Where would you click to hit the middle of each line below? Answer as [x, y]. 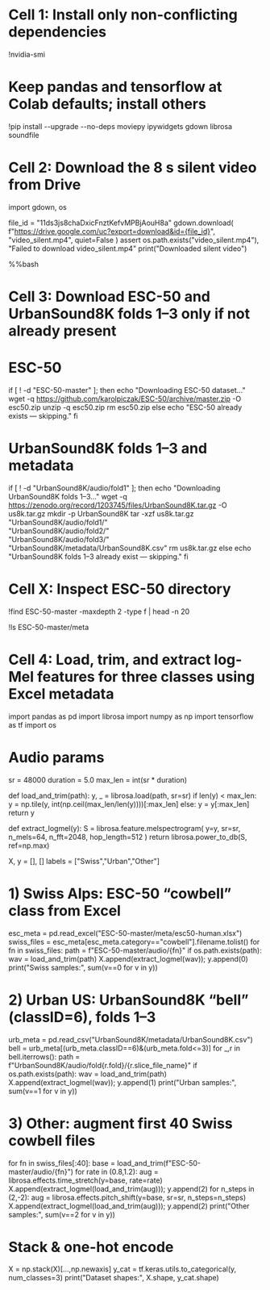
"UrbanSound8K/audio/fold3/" [59, 539]
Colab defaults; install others [108, 104]
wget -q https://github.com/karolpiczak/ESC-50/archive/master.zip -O [125, 399]
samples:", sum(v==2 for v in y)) [62, 1214]
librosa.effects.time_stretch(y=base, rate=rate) [85, 1180]
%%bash [23, 264]
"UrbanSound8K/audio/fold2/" [59, 531]
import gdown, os [37, 207]
